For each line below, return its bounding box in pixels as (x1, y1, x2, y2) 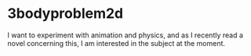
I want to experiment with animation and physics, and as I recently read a (7, 30, 244, 40)
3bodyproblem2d (7, 5, 123, 23)
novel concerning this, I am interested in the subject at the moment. (7, 38, 225, 47)
